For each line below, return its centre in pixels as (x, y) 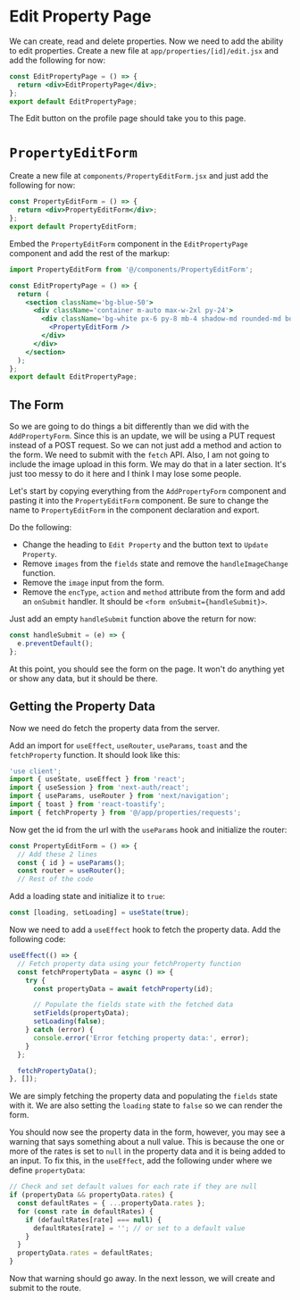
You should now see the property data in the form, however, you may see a (147, 1132)
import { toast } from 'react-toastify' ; (87, 804)
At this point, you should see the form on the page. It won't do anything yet (147, 669)
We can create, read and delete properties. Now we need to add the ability (146, 41)
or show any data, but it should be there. (83, 678)
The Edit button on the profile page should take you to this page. (128, 119)
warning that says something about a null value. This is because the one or (147, 1142)
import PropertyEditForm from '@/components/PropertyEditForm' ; (131, 270)
